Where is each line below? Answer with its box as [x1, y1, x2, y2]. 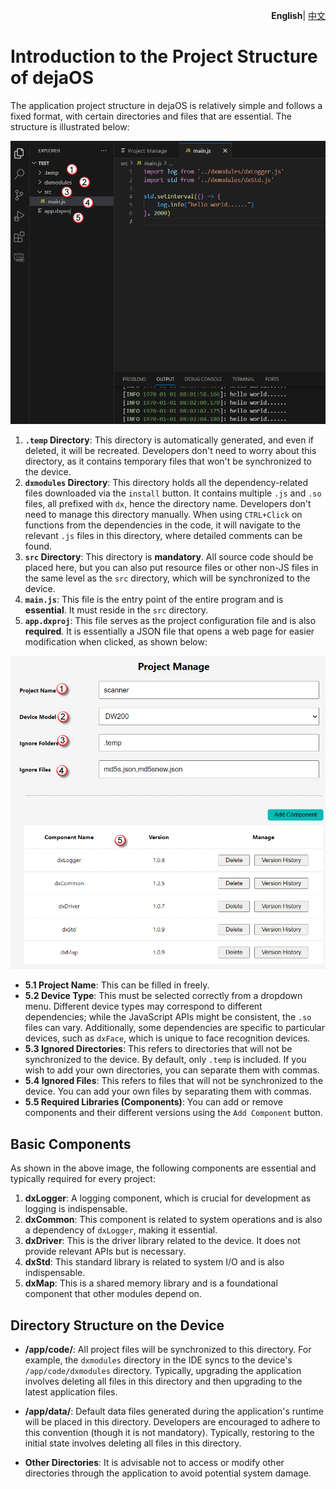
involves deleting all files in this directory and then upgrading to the [24, 1375, 303, 1388]
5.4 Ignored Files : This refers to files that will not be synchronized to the [24, 1075, 324, 1087]
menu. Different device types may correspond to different [24, 1000, 263, 1013]
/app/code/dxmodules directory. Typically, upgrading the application [24, 1365, 302, 1377]
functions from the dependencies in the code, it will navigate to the [24, 519, 301, 531]
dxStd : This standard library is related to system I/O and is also [24, 1256, 285, 1268]
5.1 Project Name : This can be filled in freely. [24, 979, 210, 991]
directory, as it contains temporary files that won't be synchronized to [24, 455, 312, 467]
